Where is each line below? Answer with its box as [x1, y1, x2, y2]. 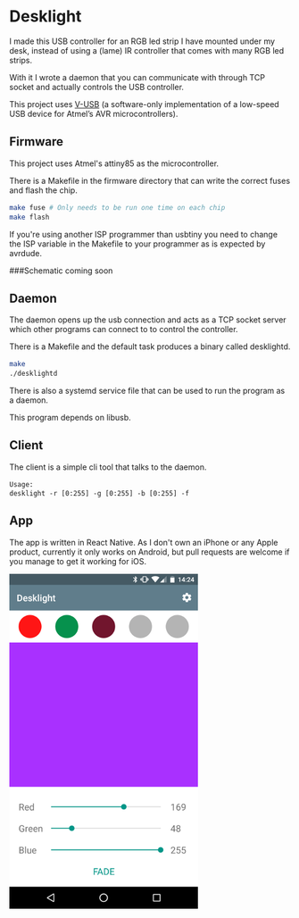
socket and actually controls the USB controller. [9, 81, 185, 92]
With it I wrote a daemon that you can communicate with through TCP [9, 71, 266, 82]
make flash [9, 213, 50, 221]
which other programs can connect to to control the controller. [9, 324, 238, 335]
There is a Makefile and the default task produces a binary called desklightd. [9, 341, 291, 352]
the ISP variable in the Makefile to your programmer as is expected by [9, 238, 266, 249]
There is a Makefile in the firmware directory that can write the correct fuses [9, 175, 291, 186]
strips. [9, 54, 33, 65]
